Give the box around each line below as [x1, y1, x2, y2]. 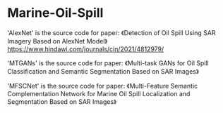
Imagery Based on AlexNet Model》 [7, 36, 108, 45]
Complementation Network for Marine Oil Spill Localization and [7, 89, 191, 98]
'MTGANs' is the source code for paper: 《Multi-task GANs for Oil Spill [7, 58, 210, 67]
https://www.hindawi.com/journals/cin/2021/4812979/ [7, 44, 164, 53]
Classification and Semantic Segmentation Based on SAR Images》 [7, 67, 200, 75]
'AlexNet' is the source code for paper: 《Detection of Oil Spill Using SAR [7, 28, 217, 36]
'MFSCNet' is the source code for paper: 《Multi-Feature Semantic [7, 81, 198, 90]
